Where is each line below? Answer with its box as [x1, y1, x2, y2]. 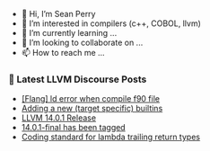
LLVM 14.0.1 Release [21, 112, 96, 123]
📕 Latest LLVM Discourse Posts [8, 73, 147, 85]
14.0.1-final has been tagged [21, 122, 127, 133]
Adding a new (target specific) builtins [21, 103, 163, 114]
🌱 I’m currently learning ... [21, 28, 118, 38]
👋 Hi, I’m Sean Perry [21, 9, 96, 19]
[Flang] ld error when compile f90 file [21, 93, 161, 104]
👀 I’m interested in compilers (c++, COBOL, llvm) [21, 18, 201, 29]
